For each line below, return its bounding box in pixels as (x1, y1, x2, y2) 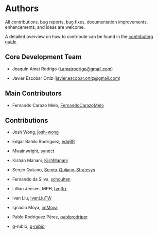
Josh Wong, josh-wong (12, 129, 59, 135)
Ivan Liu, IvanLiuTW (12, 195, 52, 201)
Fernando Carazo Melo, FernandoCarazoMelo (12, 102, 104, 108)
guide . (5, 38, 18, 44)
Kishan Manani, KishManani (12, 158, 68, 163)
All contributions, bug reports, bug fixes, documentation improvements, (5, 19, 148, 25)
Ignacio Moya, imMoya (12, 205, 58, 211)
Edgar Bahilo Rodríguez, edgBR (12, 139, 75, 144)
